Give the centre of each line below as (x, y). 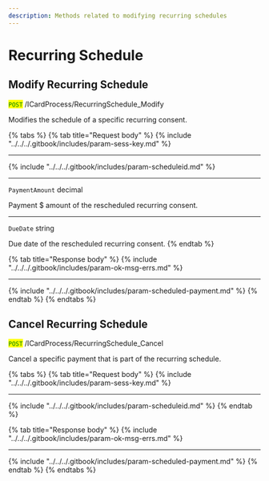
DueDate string (31, 228)
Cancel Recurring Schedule (78, 325)
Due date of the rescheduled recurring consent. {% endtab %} (111, 243)
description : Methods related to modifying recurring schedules (118, 16)
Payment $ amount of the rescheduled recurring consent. (103, 205)
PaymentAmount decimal (46, 190)
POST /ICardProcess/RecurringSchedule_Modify (86, 104)
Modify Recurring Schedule (78, 85)
